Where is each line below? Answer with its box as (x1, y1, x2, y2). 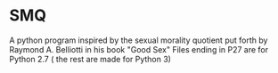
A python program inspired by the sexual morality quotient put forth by (9, 35, 268, 45)
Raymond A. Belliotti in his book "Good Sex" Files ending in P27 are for (9, 44, 269, 54)
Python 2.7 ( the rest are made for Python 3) (9, 53, 172, 64)
